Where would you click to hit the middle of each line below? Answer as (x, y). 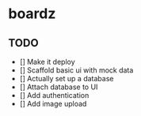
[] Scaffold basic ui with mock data (76, 70)
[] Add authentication (54, 95)
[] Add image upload (53, 104)
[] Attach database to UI (59, 87)
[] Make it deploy (47, 62)
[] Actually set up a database (67, 79)
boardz (32, 14)
